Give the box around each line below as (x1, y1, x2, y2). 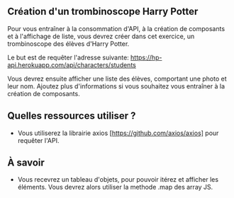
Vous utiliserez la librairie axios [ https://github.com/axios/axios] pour (17, 129, 219, 137)
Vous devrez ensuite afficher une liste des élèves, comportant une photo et (7, 74, 227, 83)
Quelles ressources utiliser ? (7, 110, 136, 122)
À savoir (7, 157, 45, 169)
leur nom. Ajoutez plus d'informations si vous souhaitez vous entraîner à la (7, 81, 225, 91)
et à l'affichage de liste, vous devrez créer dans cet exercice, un (7, 32, 195, 40)
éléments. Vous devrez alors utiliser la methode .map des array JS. (17, 183, 213, 192)
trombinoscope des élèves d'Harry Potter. (7, 39, 130, 48)
